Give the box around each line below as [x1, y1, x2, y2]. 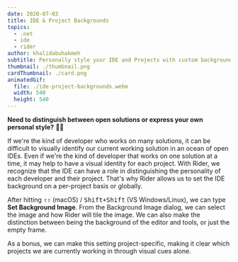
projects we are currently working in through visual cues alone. [7, 247, 191, 255]
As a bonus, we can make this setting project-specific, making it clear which [7, 239, 230, 248]
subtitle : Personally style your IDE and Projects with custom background [7, 57, 233, 64]
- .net [13, 30, 33, 38]
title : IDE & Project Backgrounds [7, 17, 110, 24]
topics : [7, 23, 30, 30]
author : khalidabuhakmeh [7, 50, 81, 57]
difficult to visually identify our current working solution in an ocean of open [7, 144, 229, 152]
